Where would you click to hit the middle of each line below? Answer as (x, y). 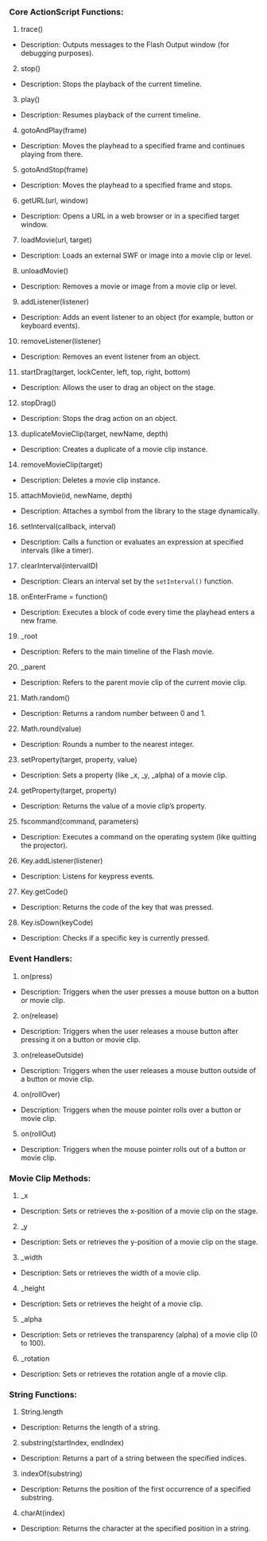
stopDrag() (38, 403)
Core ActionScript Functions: (66, 12)
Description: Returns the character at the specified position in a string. (135, 1528)
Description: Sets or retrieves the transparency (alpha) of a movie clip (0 (139, 1335)
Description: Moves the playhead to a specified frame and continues (133, 146)
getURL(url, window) (54, 201)
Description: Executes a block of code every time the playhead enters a (137, 612)
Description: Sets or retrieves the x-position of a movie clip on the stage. (139, 1211)
